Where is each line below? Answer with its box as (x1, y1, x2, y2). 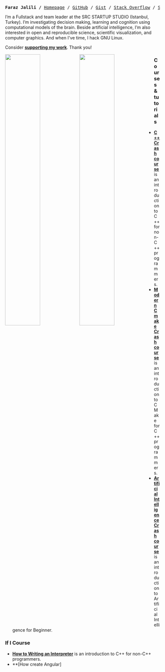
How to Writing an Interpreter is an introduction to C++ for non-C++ (12, 651, 151, 657)
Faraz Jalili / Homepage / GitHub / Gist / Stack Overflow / (5, 5, 156, 10)
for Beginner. (26, 627, 53, 633)
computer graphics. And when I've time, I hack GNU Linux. (5, 35, 124, 40)
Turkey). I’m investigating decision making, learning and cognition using (5, 19, 150, 25)
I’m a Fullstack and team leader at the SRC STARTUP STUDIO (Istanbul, (5, 14, 149, 20)
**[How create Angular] (12, 661, 62, 667)
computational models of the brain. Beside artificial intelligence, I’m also (5, 25, 151, 30)
